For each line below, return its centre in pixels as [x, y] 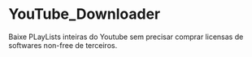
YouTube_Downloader [85, 14]
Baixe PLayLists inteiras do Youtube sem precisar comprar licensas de [126, 37]
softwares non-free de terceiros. [63, 45]
